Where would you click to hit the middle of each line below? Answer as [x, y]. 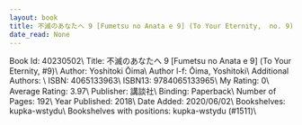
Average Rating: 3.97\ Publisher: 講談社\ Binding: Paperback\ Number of [143, 92]
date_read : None [40, 34]
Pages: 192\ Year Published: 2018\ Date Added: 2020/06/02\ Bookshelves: [147, 102]
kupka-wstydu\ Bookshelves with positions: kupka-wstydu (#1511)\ [133, 111]
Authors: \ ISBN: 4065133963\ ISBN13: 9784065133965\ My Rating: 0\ [139, 81]
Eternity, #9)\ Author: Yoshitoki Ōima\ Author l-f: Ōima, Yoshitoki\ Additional [149, 71]
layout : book [34, 18]
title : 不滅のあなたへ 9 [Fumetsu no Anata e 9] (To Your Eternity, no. [146, 26]
